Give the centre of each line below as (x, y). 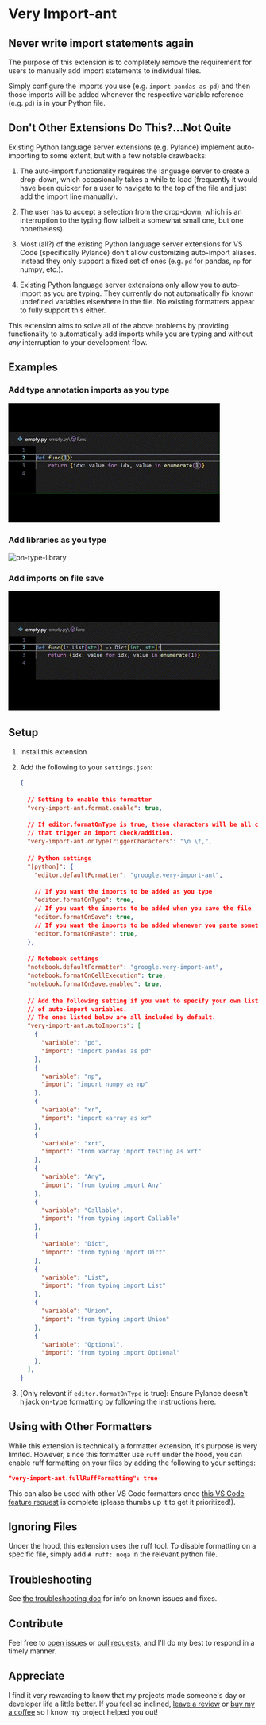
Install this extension (53, 751)
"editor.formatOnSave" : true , (84, 917)
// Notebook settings (63, 959)
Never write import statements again (101, 43)
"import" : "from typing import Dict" (104, 1252)
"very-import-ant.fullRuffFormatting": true (83, 1478)
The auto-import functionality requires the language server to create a (135, 171)
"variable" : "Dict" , (75, 1244)
